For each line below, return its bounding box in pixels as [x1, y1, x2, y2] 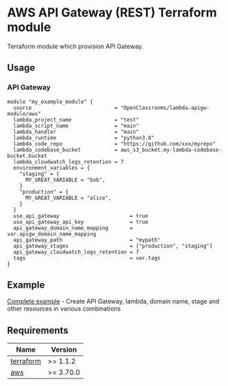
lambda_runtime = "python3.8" [13, 134, 155, 141]
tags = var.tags [13, 254, 161, 262]
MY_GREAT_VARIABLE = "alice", [25, 194, 112, 201]
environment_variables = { [13, 164, 90, 171]
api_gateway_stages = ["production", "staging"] [13, 242, 213, 249]
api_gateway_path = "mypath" [13, 236, 161, 243]
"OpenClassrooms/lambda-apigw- [120, 104, 210, 111]
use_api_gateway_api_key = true [13, 218, 149, 225]
